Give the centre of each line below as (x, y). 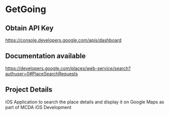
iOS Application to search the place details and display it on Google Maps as (85, 102)
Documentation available (46, 56)
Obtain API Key (30, 28)
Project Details (29, 90)
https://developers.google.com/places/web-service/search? (68, 68)
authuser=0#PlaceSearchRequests (42, 73)
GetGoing (26, 9)
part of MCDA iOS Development (38, 107)
